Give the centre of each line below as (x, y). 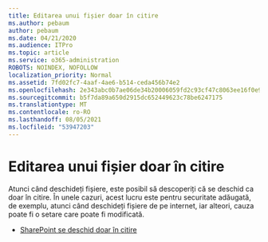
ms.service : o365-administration (64, 61)
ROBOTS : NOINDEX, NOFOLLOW (53, 68)
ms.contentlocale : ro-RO (49, 113)
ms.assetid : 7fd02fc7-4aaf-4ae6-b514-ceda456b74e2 (94, 82)
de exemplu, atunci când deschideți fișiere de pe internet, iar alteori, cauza (131, 205)
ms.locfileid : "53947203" (51, 127)
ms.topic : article (39, 53)
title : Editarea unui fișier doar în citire (83, 16)
